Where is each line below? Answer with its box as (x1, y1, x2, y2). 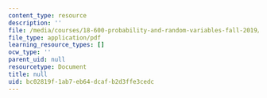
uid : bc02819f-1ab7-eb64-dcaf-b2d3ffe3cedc (8, 77, 155, 85)
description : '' (8, 19, 62, 27)
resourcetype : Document (8, 63, 87, 71)
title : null (8, 70, 48, 78)
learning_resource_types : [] (8, 41, 105, 49)
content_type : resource (8, 11, 87, 20)
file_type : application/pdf (8, 33, 102, 42)
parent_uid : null (8, 56, 66, 64)
